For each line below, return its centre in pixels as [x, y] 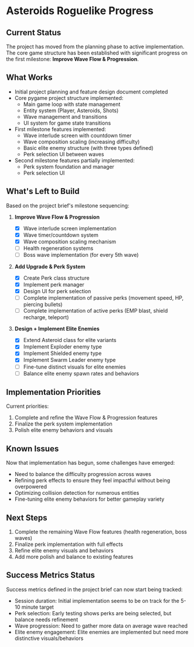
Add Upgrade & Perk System [50, 266]
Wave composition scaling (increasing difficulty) [81, 142]
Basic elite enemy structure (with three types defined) [88, 147]
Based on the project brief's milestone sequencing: [68, 205]
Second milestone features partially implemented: [74, 160]
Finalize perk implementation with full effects [69, 544]
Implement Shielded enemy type [62, 353]
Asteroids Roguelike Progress [80, 11]
